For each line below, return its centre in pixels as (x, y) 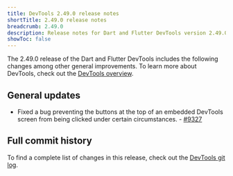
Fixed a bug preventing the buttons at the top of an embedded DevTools (120, 112)
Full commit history (50, 141)
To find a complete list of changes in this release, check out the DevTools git (116, 157)
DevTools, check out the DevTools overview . (70, 74)
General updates (44, 95)
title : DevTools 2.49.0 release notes (63, 13)
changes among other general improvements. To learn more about (102, 66)
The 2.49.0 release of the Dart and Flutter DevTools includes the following (113, 59)
